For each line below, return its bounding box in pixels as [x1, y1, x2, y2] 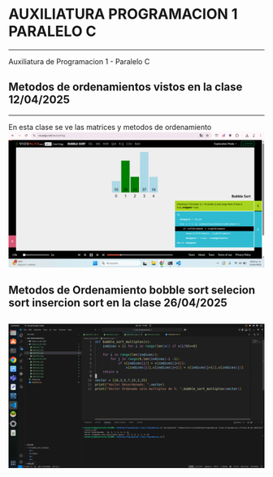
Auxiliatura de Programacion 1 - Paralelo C [8, 56, 150, 66]
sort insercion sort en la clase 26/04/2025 [8, 296, 227, 310]
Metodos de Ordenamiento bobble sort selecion [8, 283, 256, 297]
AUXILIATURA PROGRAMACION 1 [8, 5, 238, 24]
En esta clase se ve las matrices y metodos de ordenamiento [8, 122, 212, 132]
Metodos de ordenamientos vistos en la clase [8, 80, 243, 94]
